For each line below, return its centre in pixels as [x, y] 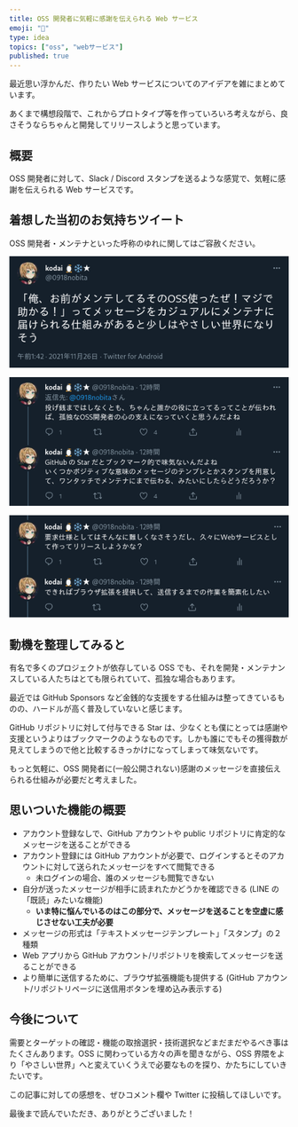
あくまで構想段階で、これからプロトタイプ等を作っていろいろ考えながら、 [145, 114]
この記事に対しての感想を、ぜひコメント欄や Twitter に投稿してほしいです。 [148, 1094]
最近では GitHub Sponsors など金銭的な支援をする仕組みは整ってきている [143, 697]
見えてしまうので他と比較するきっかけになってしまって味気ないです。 [136, 750]
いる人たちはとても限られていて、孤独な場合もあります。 [136, 679]
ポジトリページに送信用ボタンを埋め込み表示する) [131, 989]
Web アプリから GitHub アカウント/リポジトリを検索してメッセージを [149, 955]
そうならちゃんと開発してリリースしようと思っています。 [121, 125]
